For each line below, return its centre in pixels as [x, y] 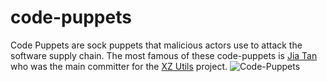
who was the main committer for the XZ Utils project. [119, 66]
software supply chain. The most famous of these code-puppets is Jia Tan [164, 55]
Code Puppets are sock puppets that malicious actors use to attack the [156, 45]
